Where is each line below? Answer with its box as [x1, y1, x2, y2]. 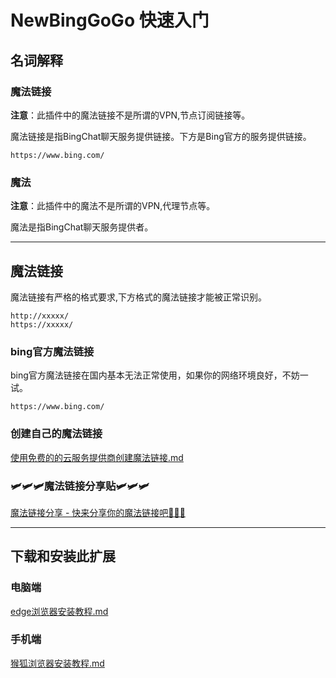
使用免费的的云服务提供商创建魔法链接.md [10, 451, 184, 463]
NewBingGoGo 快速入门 [10, 9, 210, 32]
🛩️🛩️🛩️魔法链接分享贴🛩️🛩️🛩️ [10, 479, 150, 493]
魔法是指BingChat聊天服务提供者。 [10, 221, 154, 233]
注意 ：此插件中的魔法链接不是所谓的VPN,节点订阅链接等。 [10, 109, 251, 121]
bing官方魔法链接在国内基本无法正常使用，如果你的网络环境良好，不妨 [10, 369, 300, 381]
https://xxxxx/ [10, 319, 74, 330]
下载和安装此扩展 [10, 548, 116, 565]
